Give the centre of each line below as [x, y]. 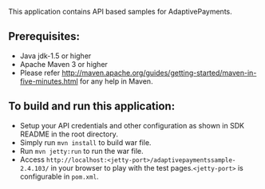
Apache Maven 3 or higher [63, 64]
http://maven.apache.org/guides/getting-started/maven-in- [159, 73]
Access [32, 159]
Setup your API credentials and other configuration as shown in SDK [132, 125]
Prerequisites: [44, 36]
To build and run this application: [92, 106]
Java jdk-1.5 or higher [55, 56]
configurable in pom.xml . [59, 176]
